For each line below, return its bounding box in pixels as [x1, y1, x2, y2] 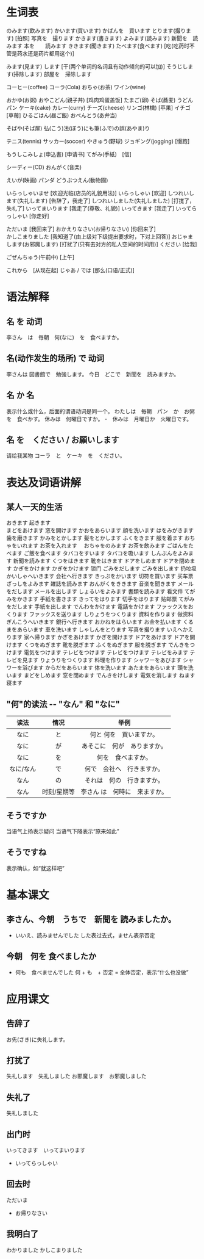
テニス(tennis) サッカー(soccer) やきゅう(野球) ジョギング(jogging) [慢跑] [6, 137, 190, 145]
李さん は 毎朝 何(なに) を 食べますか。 [6, 333, 122, 341]
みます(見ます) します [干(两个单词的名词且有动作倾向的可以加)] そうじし [6, 62, 188, 70]
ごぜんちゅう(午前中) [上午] [6, 253, 75, 261]
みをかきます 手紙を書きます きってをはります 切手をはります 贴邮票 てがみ [6, 596, 195, 603]
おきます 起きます [6, 519, 51, 527]
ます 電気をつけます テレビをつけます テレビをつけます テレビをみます [11, 649, 189, 656]
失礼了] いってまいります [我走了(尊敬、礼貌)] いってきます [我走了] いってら [6, 204, 197, 212]
